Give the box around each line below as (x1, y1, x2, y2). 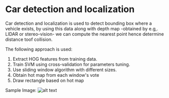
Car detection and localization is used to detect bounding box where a (5, 20, 152, 26)
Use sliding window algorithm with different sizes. (12, 67, 117, 73)
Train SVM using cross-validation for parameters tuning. (12, 61, 130, 67)
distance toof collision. (5, 36, 53, 42)
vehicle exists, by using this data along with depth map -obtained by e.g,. (5, 25, 158, 31)
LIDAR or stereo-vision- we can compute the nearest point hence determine (5, 31, 164, 37)
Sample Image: (5, 87, 37, 93)
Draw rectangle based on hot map (12, 77, 84, 83)
